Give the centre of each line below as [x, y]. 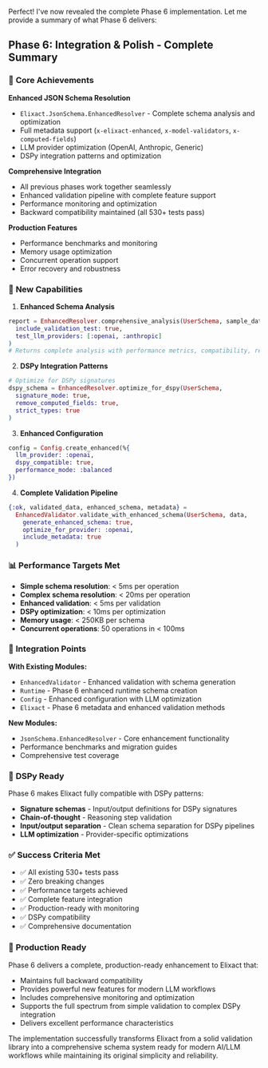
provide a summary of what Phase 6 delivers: [83, 20]
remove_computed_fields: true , [67, 403]
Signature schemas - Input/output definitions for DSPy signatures [128, 809]
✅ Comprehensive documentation [75, 927]
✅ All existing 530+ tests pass [69, 872]
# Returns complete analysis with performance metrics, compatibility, [130, 351]
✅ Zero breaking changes [62, 881]
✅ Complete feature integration [71, 899]
